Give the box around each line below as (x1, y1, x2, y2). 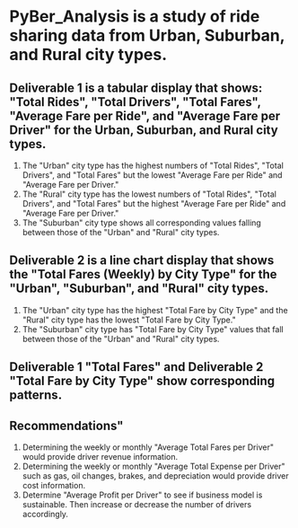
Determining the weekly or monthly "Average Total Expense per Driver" (22, 461, 285, 472)
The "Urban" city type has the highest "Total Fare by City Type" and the (22, 304, 289, 315)
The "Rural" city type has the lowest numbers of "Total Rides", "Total (22, 189, 276, 199)
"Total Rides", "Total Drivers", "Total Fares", (9, 94, 262, 110)
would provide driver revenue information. (22, 452, 179, 462)
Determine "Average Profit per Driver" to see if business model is (22, 489, 263, 500)
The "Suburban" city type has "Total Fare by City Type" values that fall (22, 323, 285, 334)
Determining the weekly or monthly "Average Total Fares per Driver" (22, 442, 274, 453)
